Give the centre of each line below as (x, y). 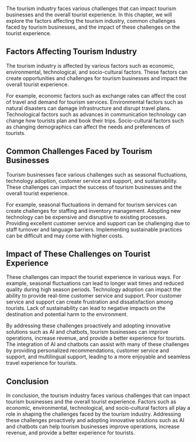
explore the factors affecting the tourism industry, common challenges (91, 21)
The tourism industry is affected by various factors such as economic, (90, 65)
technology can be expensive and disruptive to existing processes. (87, 217)
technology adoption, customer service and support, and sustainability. (92, 181)
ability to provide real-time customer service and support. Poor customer (94, 296)
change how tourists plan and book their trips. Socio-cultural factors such (95, 120)
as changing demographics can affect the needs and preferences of (88, 127)
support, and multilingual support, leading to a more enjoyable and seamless (98, 357)
